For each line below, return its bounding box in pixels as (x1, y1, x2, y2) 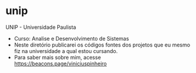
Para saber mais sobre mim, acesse (14, 54, 102, 61)
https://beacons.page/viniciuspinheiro (14, 60, 107, 67)
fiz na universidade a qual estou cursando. (14, 47, 118, 54)
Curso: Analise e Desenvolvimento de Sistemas (14, 35, 129, 42)
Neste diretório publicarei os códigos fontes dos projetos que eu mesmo (14, 41, 190, 48)
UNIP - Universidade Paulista (5, 24, 76, 31)
